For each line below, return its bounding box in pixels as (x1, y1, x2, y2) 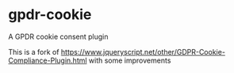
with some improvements (88, 56, 171, 65)
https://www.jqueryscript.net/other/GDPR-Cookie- (60, 47, 226, 56)
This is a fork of (8, 47, 59, 56)
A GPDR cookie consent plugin (8, 32, 109, 41)
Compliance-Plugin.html (8, 56, 87, 65)
